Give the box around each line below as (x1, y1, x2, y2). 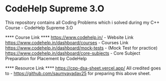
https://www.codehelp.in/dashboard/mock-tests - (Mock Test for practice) (5, 45, 158, 51)
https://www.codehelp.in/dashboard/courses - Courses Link (5, 39, 129, 45)
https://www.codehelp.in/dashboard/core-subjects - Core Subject (5, 50, 141, 56)
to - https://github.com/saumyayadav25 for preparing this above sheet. (5, 70, 151, 76)
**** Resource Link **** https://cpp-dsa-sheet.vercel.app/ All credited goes (5, 65, 161, 71)
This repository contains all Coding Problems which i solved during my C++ (5, 19, 160, 25)
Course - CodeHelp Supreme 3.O (5, 24, 73, 30)
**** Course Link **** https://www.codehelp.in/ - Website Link (5, 34, 134, 40)
